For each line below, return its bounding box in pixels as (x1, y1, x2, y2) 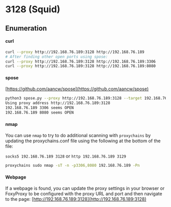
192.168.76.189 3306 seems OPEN (5, 106, 74, 111)
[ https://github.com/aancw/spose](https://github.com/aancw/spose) (5, 86, 149, 92)
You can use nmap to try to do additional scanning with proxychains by (5, 133, 151, 139)
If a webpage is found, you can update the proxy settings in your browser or (5, 185, 165, 192)
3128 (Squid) (5, 4, 61, 15)
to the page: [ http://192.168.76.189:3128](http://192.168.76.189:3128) (5, 196, 147, 202)
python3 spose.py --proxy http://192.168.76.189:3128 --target (5, 96, 142, 101)
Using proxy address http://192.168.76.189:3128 (5, 100, 110, 106)
